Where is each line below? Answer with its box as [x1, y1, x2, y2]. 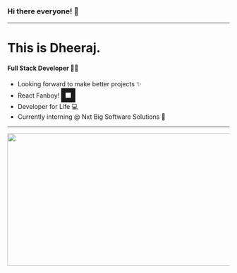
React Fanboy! [17, 91, 60, 100]
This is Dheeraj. [7, 40, 101, 56]
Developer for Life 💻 [17, 102, 79, 110]
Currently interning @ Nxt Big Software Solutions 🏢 [17, 112, 166, 121]
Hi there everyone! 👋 [7, 6, 79, 16]
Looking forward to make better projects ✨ [17, 79, 142, 88]
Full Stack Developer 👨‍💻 [7, 64, 79, 73]
